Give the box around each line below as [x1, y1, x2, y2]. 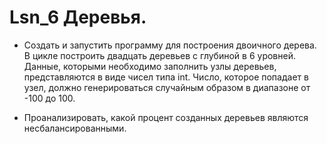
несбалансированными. [23, 122, 127, 134]
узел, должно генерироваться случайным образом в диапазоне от [23, 81, 311, 93]
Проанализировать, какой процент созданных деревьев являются [23, 111, 309, 123]
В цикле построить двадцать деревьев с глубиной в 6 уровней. [23, 49, 296, 61]
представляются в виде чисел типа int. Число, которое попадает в [23, 71, 309, 83]
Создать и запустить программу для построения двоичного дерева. [23, 39, 317, 51]
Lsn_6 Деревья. [9, 6, 147, 29]
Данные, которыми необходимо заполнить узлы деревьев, [23, 60, 277, 72]
